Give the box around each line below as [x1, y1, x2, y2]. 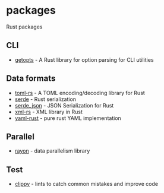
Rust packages [6, 23, 43, 30]
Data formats [6, 74, 56, 84]
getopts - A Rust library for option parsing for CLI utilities [14, 56, 154, 63]
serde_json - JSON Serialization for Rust [14, 102, 114, 109]
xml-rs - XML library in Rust [14, 108, 83, 115]
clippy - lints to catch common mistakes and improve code [14, 181, 159, 188]
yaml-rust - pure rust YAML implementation [14, 114, 122, 122]
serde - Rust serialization [14, 96, 76, 103]
